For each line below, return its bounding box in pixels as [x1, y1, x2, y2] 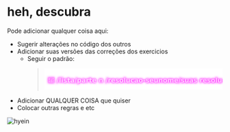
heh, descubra [7, 4, 91, 20]
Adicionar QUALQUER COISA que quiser [16, 96, 131, 105]
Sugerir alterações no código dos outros [16, 40, 131, 48]
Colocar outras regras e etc [16, 103, 95, 111]
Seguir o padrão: [27, 54, 75, 62]
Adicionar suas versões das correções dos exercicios [16, 47, 168, 55]
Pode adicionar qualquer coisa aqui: [7, 27, 109, 35]
